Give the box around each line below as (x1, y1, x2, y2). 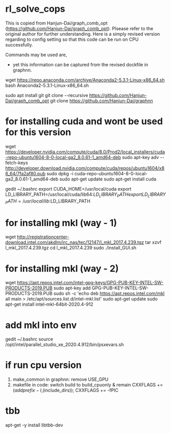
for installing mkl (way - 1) (5, 217, 117, 229)
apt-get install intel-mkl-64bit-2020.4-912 (5, 301, 93, 307)
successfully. (5, 41, 33, 48)
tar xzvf (145, 239, 162, 245)
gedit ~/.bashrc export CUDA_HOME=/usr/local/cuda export (5, 186, 132, 192)
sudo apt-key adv (121, 154, 159, 160)
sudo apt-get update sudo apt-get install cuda (59, 176, 157, 182)
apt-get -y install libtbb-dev (5, 422, 63, 428)
